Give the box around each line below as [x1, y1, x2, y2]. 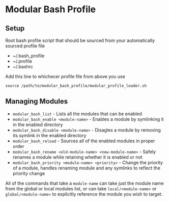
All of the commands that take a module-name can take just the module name [5, 180, 164, 186]
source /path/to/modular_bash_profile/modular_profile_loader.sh [5, 83, 147, 88]
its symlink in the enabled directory [12, 132, 87, 138]
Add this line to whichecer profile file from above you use [5, 73, 126, 80]
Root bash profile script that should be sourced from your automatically [5, 37, 155, 43]
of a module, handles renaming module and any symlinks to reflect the [12, 165, 160, 171]
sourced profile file [5, 43, 45, 49]
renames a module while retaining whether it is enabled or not [12, 154, 143, 160]
